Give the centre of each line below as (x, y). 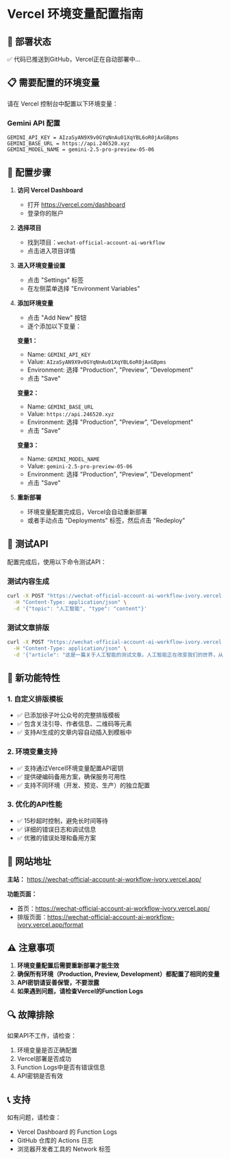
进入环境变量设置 (41, 265)
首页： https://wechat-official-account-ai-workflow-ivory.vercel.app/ (113, 908)
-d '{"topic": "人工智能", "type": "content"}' (80, 609)
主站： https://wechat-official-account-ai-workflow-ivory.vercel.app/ (104, 879)
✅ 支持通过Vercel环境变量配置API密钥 (70, 768)
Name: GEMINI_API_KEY (59, 354)
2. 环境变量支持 (33, 752)
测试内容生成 (28, 581)
